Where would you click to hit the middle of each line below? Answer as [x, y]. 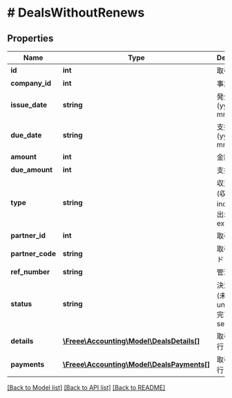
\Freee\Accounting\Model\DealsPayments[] [136, 364]
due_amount [32, 170]
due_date [26, 135]
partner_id [28, 235]
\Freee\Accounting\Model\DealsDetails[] [131, 341]
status [21, 304]
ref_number [30, 272]
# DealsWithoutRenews [76, 13]
